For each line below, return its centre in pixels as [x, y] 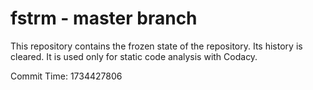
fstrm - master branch [104, 18]
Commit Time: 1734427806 [66, 76]
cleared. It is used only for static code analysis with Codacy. [134, 56]
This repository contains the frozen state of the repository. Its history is [156, 46]
